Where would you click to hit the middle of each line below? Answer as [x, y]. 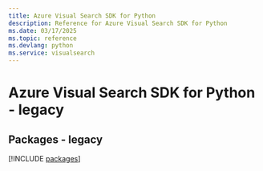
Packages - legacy [55, 139]
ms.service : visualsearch [51, 53]
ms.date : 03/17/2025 [43, 31]
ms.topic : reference [43, 38]
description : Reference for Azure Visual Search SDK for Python [118, 23]
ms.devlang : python [41, 46]
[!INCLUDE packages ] [45, 159]
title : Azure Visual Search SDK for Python [82, 16]
